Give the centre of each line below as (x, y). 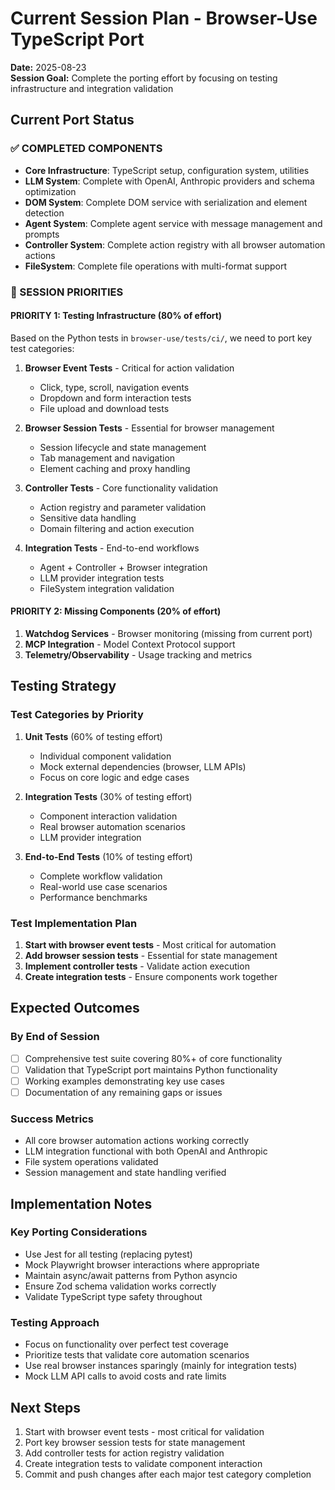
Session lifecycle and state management (123, 447)
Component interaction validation (108, 816)
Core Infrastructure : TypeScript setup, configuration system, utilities (167, 170)
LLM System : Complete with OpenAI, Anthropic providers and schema (169, 181)
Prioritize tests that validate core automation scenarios (137, 1355)
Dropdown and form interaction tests (115, 398)
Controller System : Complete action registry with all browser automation (175, 244)
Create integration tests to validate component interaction (143, 1463)
